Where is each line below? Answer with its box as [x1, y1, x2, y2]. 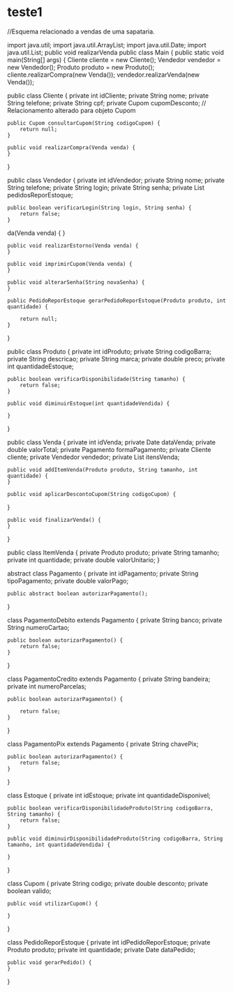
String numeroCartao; [7, 623, 70, 631]
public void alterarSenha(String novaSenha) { [7, 278, 145, 286]
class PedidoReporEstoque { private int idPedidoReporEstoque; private [7, 938, 211, 946]
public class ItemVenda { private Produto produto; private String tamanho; [7, 548, 220, 557]
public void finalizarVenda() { [7, 516, 101, 523]
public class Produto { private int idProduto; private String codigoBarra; [7, 347, 211, 356]
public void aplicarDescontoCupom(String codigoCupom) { [7, 490, 176, 497]
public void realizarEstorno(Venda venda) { [7, 242, 139, 249]
